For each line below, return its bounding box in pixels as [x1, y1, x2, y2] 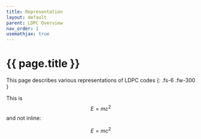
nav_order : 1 [6, 25, 39, 32]
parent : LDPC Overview [6, 20, 63, 26]
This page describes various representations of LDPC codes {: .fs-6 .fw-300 [6, 77, 196, 84]
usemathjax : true [6, 31, 50, 37]
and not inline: [6, 114, 41, 122]
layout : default [6, 14, 47, 20]
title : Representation [6, 8, 63, 15]
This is [6, 95, 23, 102]
